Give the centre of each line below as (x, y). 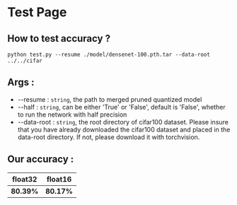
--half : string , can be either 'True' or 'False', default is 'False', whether (121, 107)
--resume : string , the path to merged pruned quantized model (110, 99)
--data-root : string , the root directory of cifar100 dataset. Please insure (123, 122)
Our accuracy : (41, 159)
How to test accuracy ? (59, 39)
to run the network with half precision (72, 115)
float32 (24, 179)
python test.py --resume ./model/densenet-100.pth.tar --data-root (109, 54)
